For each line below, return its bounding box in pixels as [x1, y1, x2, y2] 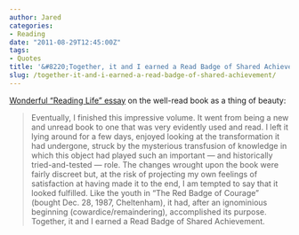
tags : [9, 46, 29, 55]
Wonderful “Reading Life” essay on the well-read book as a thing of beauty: [9, 95, 287, 106]
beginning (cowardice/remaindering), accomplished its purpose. [30, 206, 267, 217]
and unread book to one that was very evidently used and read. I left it [30, 121, 289, 132]
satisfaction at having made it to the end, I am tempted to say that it [30, 178, 279, 189]
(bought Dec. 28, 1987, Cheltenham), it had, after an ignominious [30, 197, 268, 208]
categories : [9, 21, 53, 30]
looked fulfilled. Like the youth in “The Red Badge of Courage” [30, 187, 260, 198]
